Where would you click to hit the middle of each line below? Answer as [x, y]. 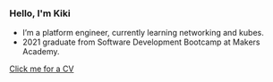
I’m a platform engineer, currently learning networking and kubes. [143, 33]
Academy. [41, 52]
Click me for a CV [42, 69]
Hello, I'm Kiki [40, 13]
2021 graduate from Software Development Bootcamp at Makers [141, 42]
